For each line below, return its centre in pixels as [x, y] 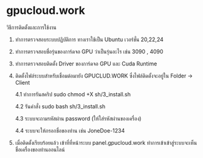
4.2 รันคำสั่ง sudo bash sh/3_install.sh [60, 106]
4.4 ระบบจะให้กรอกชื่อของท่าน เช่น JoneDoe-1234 [70, 130]
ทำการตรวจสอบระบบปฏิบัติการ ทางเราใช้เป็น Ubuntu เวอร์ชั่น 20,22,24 [89, 39]
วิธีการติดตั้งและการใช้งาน [31, 27]
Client [22, 82]
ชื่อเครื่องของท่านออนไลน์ [40, 150]
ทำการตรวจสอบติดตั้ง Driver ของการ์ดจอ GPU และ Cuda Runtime [86, 64]
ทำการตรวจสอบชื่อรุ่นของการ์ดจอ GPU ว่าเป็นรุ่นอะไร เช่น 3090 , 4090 [89, 51]
